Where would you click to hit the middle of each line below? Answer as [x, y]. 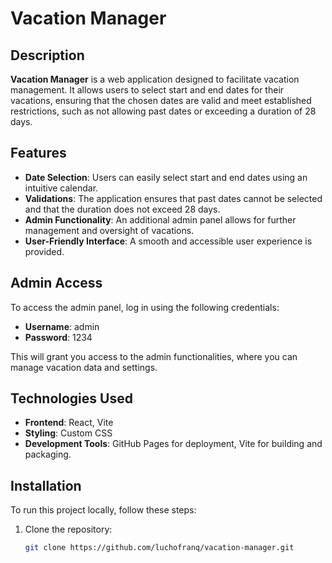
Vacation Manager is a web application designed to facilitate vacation [155, 79]
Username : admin [62, 326]
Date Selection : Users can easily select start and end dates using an [166, 177]
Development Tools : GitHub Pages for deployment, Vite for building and [173, 444]
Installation [46, 485]
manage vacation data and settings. [84, 367]
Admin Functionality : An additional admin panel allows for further [160, 219]
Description [47, 55]
